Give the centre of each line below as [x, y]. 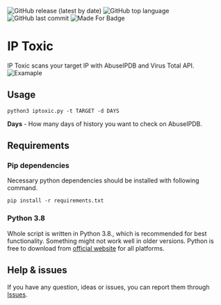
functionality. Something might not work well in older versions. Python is [110, 241]
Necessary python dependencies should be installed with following [103, 180]
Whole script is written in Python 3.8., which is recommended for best [107, 233]
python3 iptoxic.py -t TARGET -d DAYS [63, 111]
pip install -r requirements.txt [56, 201]
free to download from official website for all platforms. [86, 248]
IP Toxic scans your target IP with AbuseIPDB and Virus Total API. [101, 65]
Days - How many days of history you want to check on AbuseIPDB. [105, 124]
